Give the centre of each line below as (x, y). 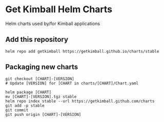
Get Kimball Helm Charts (59, 9)
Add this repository (37, 40)
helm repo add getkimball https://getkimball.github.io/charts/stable (82, 51)
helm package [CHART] (28, 92)
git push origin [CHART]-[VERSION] (43, 114)
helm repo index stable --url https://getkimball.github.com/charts (80, 101)
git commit (17, 110)
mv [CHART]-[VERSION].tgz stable (41, 96)
